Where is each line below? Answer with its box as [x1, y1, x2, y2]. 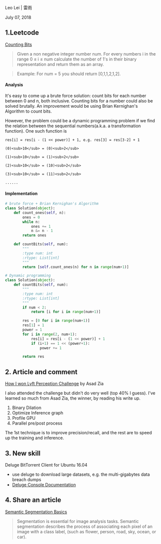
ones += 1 [31, 224, 51, 229]
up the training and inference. [5, 435, 64, 441]
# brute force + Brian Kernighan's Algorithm [5, 201, 98, 206]
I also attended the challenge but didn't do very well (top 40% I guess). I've [5, 390, 156, 396]
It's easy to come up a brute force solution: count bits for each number [5, 93, 146, 99]
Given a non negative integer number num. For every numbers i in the [16, 51, 156, 57]
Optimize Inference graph [12, 410, 64, 416]
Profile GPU [12, 415, 36, 421]
